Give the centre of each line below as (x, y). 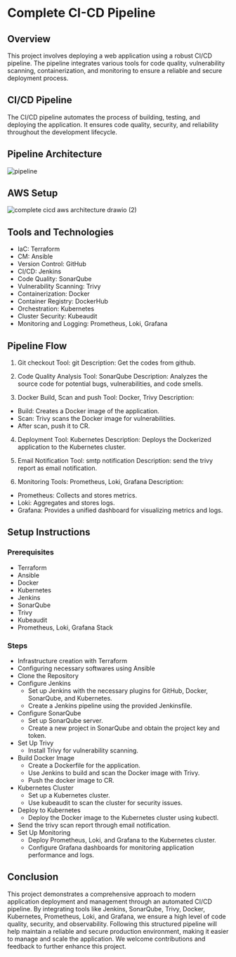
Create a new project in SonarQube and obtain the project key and (124, 728)
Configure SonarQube (49, 713)
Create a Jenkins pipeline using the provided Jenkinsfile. (110, 706)
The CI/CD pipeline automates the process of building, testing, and (104, 117)
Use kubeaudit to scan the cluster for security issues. (105, 803)
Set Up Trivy (35, 743)
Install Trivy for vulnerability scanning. (83, 750)
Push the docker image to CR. (71, 781)
